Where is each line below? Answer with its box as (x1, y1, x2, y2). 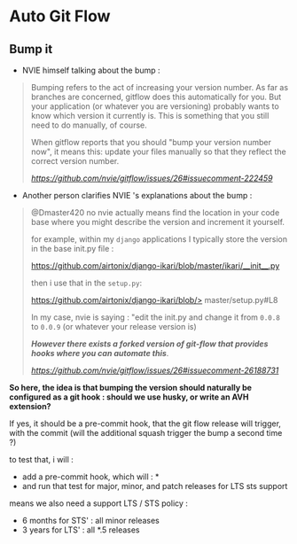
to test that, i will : (9, 455, 74, 464)
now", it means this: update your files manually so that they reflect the (30, 146, 286, 157)
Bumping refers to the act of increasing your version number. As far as (30, 82, 289, 92)
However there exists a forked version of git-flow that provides (30, 338, 269, 349)
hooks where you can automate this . (30, 348, 169, 358)
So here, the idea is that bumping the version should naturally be (9, 383, 253, 392)
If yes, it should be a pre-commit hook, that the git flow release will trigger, (9, 418, 282, 429)
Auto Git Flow (9, 6, 111, 27)
